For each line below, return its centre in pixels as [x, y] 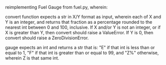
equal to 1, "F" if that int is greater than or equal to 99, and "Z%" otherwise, [82, 53]
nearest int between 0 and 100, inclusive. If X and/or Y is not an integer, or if [83, 27]
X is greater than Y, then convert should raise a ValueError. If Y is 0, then [79, 32]
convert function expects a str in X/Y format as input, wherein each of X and [83, 17]
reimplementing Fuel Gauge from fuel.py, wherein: [56, 7]
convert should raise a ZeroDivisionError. [47, 38]
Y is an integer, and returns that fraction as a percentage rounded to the [79, 22]
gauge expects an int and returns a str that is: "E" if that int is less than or [80, 47]
